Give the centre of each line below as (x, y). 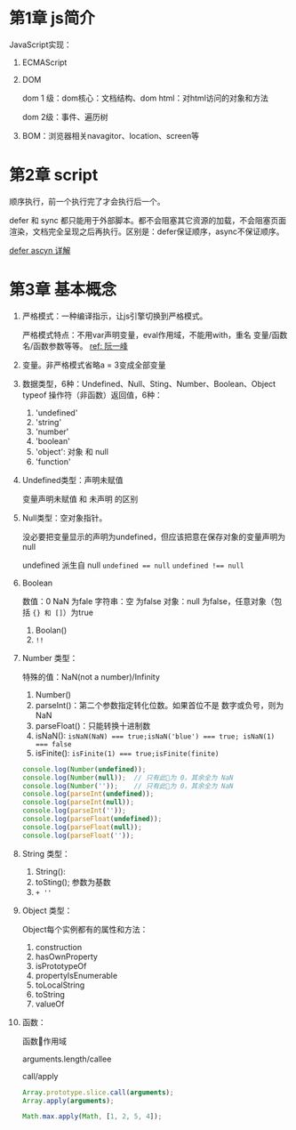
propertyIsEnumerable (76, 975)
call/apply (40, 1076)
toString (50, 994)
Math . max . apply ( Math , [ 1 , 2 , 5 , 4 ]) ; (92, 1117)
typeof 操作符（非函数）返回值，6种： (92, 395)
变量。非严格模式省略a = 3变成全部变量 (94, 365)
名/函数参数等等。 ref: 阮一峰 (75, 346)
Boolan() (51, 630)
